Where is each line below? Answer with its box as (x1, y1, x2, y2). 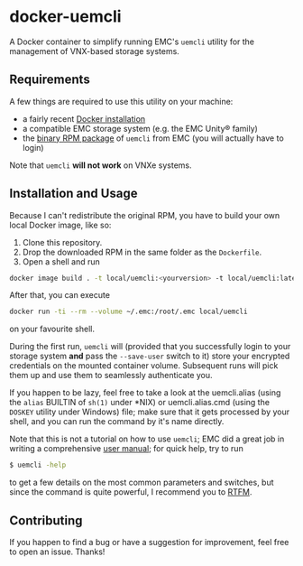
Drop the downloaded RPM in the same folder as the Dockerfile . (22, 246, 262, 257)
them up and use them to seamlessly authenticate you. (9, 370, 214, 381)
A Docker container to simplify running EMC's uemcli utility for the (9, 36, 255, 47)
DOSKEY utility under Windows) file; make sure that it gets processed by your (9, 406, 290, 417)
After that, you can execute (9, 290, 111, 301)
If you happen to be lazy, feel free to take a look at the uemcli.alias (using (9, 387, 281, 398)
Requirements (9, 72, 90, 88)
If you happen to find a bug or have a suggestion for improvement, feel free (9, 537, 289, 547)
